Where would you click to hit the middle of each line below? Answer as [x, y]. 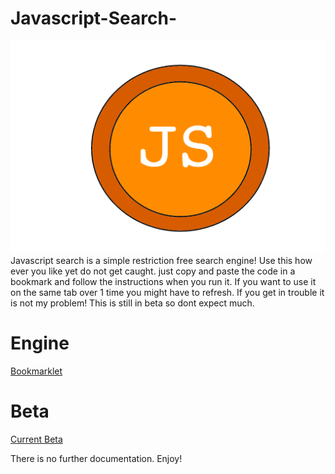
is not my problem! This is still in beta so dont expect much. [132, 303]
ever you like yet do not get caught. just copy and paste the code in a [153, 271]
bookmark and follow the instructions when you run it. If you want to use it [163, 282]
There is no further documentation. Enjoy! [96, 458]
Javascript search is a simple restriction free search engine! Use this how [161, 261]
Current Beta [36, 439]
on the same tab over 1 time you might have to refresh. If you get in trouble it [167, 293]
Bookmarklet [36, 371]
